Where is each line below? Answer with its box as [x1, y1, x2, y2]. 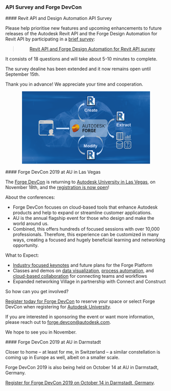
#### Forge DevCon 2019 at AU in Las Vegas [5, 169, 101, 175]
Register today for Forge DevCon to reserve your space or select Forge [5, 298, 155, 304]
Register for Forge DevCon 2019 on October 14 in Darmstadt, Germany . [5, 379, 155, 385]
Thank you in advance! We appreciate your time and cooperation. [5, 81, 143, 88]
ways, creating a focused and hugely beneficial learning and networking [12, 237, 165, 243]
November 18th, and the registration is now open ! [5, 184, 110, 190]
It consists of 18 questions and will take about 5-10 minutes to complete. [5, 56, 158, 62]
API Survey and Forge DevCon [5, 4, 82, 11]
